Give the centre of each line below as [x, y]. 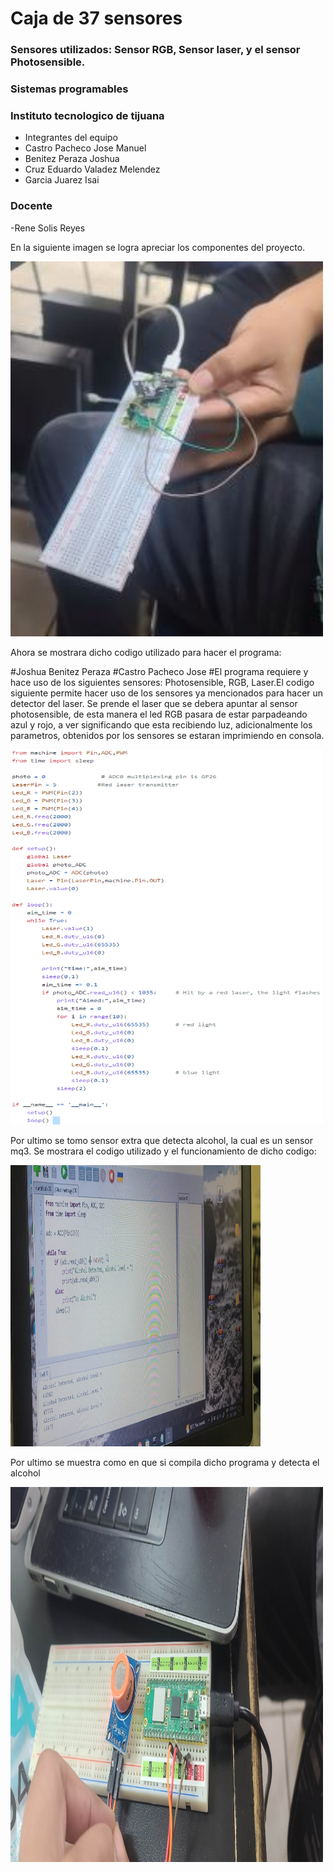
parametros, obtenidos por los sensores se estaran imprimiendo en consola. [167, 735]
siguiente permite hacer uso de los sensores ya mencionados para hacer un [167, 693]
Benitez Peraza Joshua [72, 159]
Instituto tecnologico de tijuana [87, 115]
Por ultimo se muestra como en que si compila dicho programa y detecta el [165, 1462]
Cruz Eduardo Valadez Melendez [92, 169]
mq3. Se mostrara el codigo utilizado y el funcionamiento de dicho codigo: [163, 1151]
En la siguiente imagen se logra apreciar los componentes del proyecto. [158, 247]
